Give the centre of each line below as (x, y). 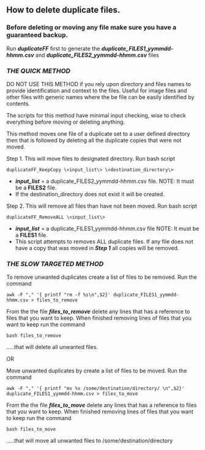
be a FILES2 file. (36, 187)
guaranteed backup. (37, 35)
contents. (18, 103)
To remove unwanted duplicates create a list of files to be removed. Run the (102, 277)
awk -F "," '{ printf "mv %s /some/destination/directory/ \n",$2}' (95, 389)
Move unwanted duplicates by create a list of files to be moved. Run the (97, 371)
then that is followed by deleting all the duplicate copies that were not (94, 140)
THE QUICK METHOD (38, 71)
